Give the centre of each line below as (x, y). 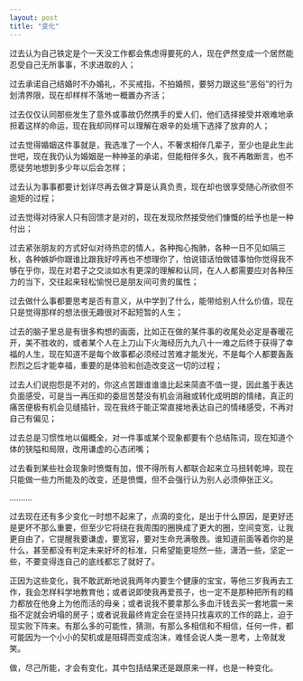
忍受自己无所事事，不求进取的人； (73, 64)
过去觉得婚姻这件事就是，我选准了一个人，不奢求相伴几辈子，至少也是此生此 (151, 145)
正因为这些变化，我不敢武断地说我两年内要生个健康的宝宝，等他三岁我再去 (147, 581)
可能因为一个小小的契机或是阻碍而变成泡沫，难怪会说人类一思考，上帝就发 (147, 637)
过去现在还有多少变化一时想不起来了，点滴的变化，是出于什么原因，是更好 (147, 515)
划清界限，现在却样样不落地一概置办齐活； (88, 95)
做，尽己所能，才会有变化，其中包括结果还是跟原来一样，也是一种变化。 (143, 667)
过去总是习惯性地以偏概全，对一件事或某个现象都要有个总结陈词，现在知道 (147, 437)
